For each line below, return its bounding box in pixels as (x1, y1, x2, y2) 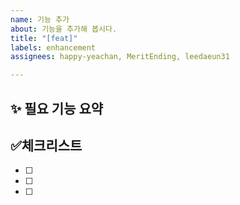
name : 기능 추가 (10, 14, 70, 25)
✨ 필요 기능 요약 (10, 100, 104, 117)
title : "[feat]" (10, 33, 78, 43)
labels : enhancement (10, 42, 97, 53)
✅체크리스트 (10, 137, 83, 154)
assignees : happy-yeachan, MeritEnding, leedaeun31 (10, 52, 230, 62)
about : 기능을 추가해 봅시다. (10, 24, 118, 34)
